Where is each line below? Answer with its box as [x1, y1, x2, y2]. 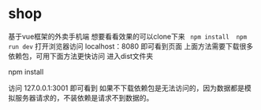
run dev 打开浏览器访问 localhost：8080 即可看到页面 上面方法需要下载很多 [8, 41, 254, 51]
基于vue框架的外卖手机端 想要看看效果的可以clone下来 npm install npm [8, 31, 248, 41]
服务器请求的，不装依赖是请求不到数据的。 [14, 93, 154, 102]
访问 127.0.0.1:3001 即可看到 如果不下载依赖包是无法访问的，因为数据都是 [8, 83, 245, 93]
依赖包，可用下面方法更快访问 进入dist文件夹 [8, 51, 154, 60]
